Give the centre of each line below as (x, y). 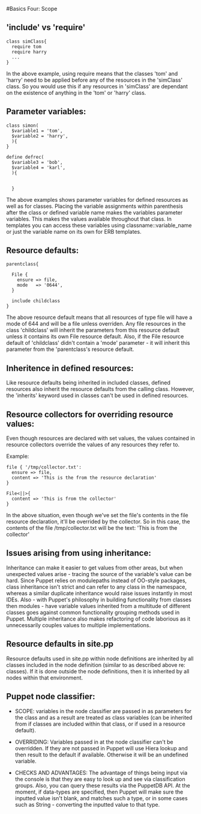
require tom (27, 47)
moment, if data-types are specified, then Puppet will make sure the (99, 792)
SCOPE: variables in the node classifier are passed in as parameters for (103, 711)
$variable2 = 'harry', (40, 136)
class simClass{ (26, 41)
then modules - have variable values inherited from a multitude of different (98, 606)
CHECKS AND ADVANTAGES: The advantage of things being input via (101, 773)
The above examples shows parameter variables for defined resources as (97, 199)
